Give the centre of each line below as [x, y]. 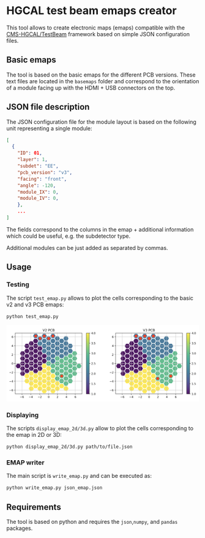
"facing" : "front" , [42, 179]
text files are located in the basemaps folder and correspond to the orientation [103, 81]
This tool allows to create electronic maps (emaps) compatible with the [96, 28]
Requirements [34, 507]
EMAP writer [25, 462]
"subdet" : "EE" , [38, 166]
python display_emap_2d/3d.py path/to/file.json [69, 447]
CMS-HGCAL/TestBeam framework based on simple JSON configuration [98, 34]
